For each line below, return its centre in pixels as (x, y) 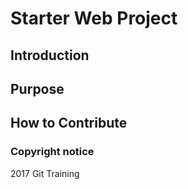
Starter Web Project (94, 18)
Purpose (37, 88)
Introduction (50, 55)
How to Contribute (69, 123)
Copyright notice (52, 152)
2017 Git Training (45, 173)
